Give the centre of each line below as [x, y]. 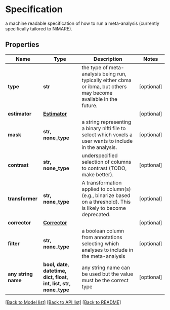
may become [97, 93]
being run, [114, 73]
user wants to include [107, 141]
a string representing [107, 122]
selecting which [100, 243]
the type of [95, 67]
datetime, [55, 270]
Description [108, 59]
